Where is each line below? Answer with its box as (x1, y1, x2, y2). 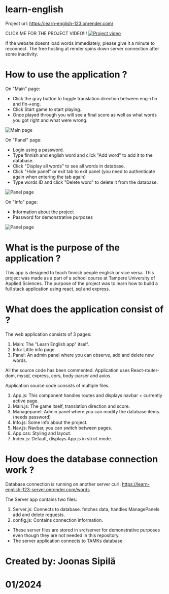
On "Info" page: (5, 199, 38, 205)
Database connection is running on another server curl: (5, 481, 121, 487)
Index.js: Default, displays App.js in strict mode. (12, 435, 113, 441)
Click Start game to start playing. (12, 106, 82, 112)
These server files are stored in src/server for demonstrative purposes (12, 527, 160, 533)
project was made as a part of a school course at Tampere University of (5, 275, 156, 281)
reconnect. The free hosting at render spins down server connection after (5, 45, 159, 51)
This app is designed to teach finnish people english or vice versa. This (5, 269, 154, 275)
